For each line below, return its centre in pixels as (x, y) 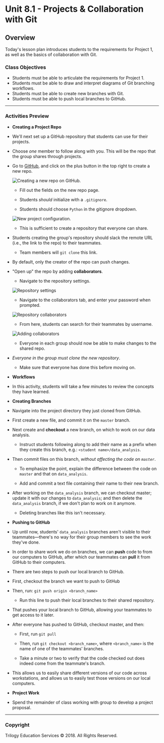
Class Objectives (26, 67)
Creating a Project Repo (37, 127)
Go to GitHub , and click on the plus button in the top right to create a (81, 166)
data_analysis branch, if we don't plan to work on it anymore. (74, 503)
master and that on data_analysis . (53, 474)
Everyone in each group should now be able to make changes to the (88, 343)
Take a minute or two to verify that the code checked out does (82, 658)
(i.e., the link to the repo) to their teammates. (57, 243)
